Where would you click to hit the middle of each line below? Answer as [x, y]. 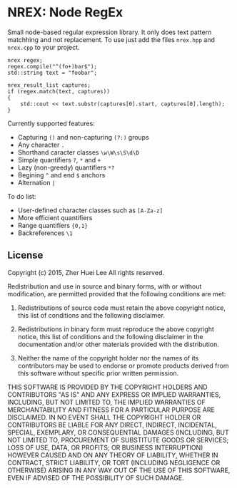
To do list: [22, 196]
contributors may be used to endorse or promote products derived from [123, 365]
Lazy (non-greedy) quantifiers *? [66, 167]
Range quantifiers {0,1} [52, 225]
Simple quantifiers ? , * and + [59, 160]
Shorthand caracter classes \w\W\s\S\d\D [78, 152]
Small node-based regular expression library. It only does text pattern [110, 32]
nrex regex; [25, 60]
